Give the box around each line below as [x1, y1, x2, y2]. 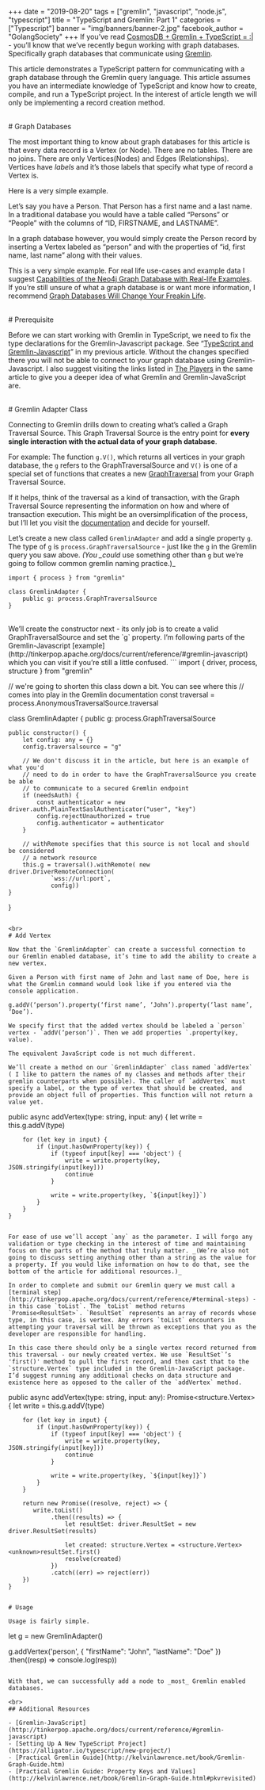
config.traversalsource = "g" [22, 743, 123, 751]
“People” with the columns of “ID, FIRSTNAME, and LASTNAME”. [8, 218, 219, 228]
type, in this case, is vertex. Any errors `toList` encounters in [8, 1316, 236, 1324]
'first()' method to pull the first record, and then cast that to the [8, 1358, 249, 1366]
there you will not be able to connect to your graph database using [8, 356, 225, 365]
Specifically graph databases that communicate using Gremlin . [8, 49, 213, 58]
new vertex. [8, 959, 47, 967]
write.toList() [32, 1506, 83, 1514]
